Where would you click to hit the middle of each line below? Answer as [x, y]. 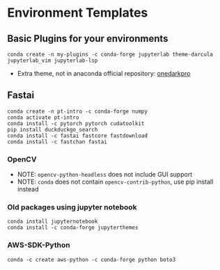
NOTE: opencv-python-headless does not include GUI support [105, 175]
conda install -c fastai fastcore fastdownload [78, 136]
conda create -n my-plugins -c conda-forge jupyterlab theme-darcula [110, 54]
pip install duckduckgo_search [53, 129]
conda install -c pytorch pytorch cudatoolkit [76, 123]
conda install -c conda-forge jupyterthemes [73, 228]
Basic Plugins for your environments [88, 39]
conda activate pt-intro [43, 117]
